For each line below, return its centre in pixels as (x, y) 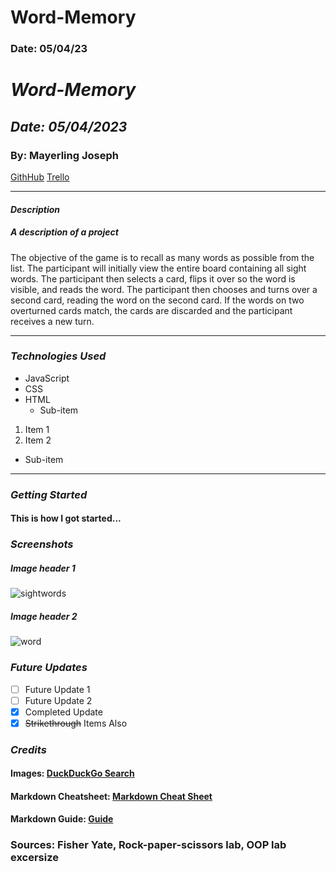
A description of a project (64, 232)
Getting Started (49, 494)
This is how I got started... (66, 518)
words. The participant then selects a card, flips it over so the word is (153, 278)
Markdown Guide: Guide (62, 819)
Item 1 (37, 429)
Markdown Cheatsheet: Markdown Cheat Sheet (111, 796)
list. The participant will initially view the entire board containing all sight (158, 268)
